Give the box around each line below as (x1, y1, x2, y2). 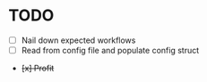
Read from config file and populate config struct (21, 45, 200, 55)
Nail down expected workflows (21, 35, 136, 45)
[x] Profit (21, 63, 55, 74)
